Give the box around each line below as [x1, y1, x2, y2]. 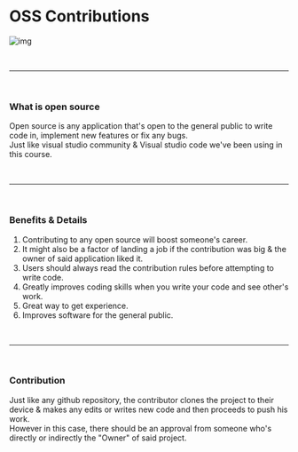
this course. [9, 149, 53, 160]
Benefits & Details [9, 214, 88, 226]
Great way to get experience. [21, 300, 129, 311]
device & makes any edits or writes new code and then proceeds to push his [9, 404, 288, 415]
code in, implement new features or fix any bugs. [9, 131, 188, 141]
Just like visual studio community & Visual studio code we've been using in [9, 139, 283, 150]
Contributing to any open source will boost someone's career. [21, 234, 248, 245]
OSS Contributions [9, 6, 150, 27]
